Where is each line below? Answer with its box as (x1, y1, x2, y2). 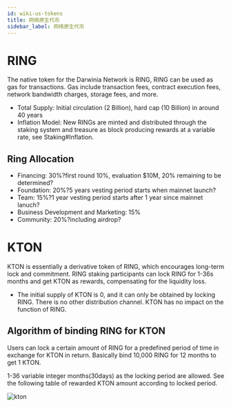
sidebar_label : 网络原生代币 (7, 23, 85, 30)
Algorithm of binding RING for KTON (7, 325, 165, 337)
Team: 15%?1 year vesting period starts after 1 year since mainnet (17, 193, 203, 202)
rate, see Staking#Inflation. (17, 133, 94, 142)
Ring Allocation (7, 153, 74, 164)
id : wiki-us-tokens (7, 10, 63, 17)
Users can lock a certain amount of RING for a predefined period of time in (7, 343, 219, 352)
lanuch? (17, 201, 40, 209)
